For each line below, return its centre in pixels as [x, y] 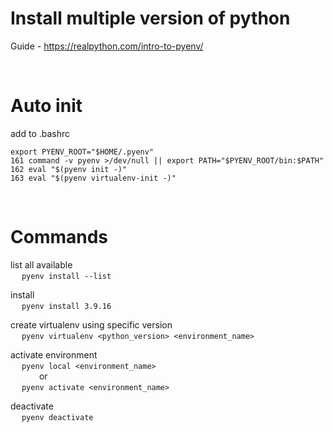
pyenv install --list [66, 276]
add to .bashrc [40, 133]
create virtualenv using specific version [91, 324]
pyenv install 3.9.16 [66, 306]
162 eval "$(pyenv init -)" [69, 169]
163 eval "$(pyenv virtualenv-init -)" [93, 178]
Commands [59, 237]
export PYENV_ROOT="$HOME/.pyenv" [82, 152]
